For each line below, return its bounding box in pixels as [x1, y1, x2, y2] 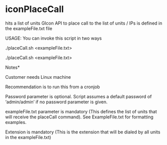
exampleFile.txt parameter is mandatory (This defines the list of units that [5, 108, 157, 114]
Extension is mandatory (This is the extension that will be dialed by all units [5, 129, 160, 135]
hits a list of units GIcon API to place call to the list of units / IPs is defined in [5, 20, 162, 26]
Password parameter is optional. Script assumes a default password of [5, 93, 152, 99]
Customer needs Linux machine [5, 74, 71, 80]
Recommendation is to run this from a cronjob [5, 84, 100, 90]
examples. [5, 119, 27, 125]
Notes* [5, 64, 20, 70]
